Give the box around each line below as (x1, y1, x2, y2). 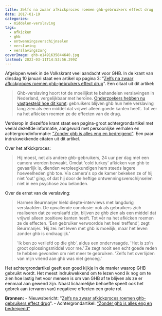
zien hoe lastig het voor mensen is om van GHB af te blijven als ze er (5, 276, 143, 281)
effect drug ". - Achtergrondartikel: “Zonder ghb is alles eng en (27, 300, 152, 306)
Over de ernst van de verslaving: (5, 190, 71, 196)
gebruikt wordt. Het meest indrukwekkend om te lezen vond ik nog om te (5, 270, 151, 276)
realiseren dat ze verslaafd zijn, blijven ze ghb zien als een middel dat (17, 210, 157, 216)
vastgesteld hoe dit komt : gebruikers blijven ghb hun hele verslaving (17, 100, 154, 106)
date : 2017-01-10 (5, 12, 40, 17)
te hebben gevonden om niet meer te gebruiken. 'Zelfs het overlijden (17, 251, 155, 257)
